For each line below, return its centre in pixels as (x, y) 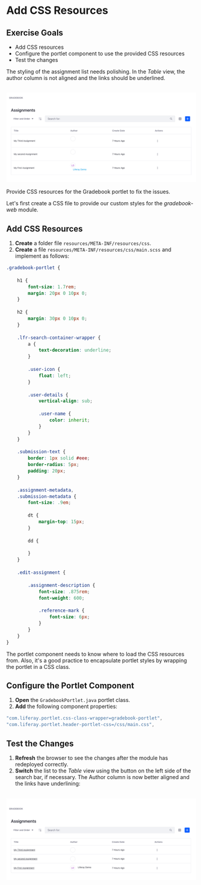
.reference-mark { (61, 611)
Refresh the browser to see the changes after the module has (91, 758)
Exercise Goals (35, 33)
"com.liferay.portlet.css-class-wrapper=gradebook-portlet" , (85, 718)
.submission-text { (42, 452)
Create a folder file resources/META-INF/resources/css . (83, 243)
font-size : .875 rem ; (64, 592)
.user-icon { (44, 370)
